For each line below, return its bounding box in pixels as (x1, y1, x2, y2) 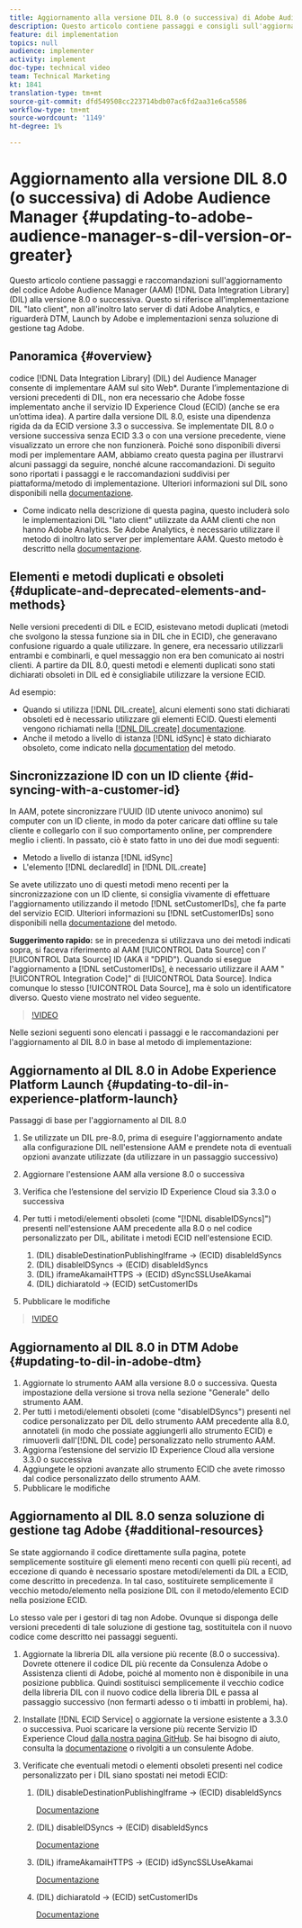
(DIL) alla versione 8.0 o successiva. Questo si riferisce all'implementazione (9, 293, 289, 304)
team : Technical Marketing (9, 72, 111, 81)
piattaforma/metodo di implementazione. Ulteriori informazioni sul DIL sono (9, 478, 288, 489)
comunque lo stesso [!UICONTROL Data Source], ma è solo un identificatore (9, 983, 292, 994)
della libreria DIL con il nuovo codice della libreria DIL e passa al (22, 1687, 259, 1698)
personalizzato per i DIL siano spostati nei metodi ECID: (22, 1770, 228, 1780)
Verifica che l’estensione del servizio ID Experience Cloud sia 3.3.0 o (22, 1186, 277, 1197)
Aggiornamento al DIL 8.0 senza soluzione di (9, 1509, 265, 1524)
